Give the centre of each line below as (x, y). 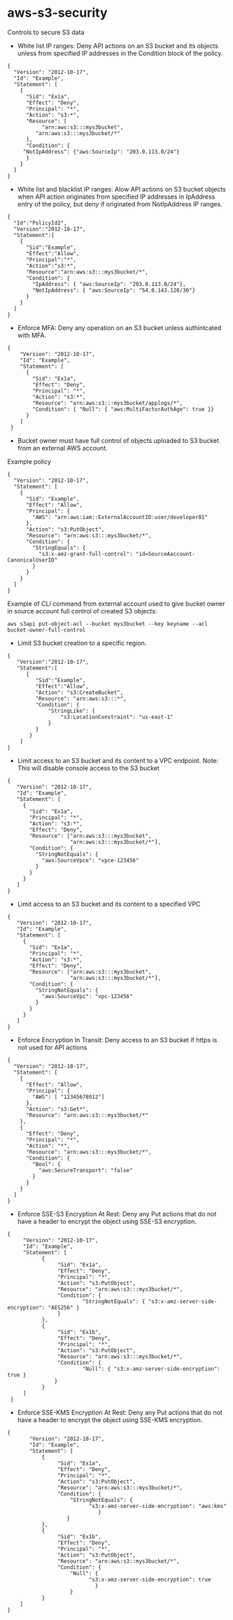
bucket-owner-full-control (47, 630)
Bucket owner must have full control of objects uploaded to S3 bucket (118, 440)
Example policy (29, 461)
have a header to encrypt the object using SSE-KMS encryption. (110, 1420)
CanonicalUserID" (33, 560)
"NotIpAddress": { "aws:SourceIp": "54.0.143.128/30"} (114, 290)
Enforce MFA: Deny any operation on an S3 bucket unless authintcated (119, 327)
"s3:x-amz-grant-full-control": (85, 554)
